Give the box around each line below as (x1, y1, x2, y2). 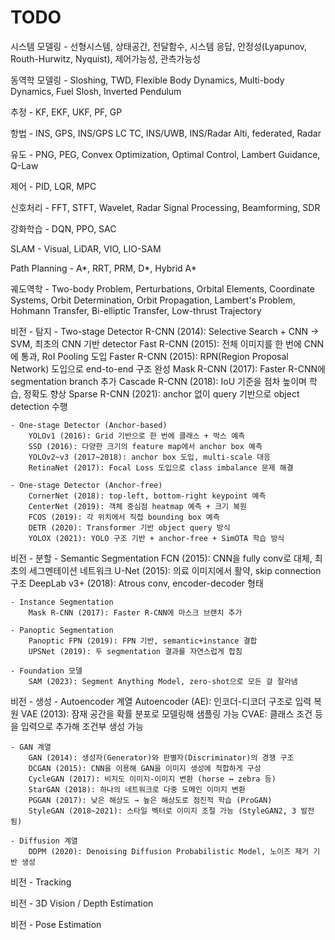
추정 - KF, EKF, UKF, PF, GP (10, 106, 123, 118)
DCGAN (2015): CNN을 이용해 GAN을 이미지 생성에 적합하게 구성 (28, 763, 262, 773)
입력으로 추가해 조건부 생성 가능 (20, 720, 144, 732)
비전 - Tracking (10, 876, 72, 888)
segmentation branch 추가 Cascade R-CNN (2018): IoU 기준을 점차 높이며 (10, 375, 307, 387)
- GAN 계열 (10, 742, 52, 752)
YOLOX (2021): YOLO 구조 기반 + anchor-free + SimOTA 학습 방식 (28, 533, 285, 543)
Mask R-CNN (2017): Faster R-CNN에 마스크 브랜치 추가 (28, 607, 243, 618)
